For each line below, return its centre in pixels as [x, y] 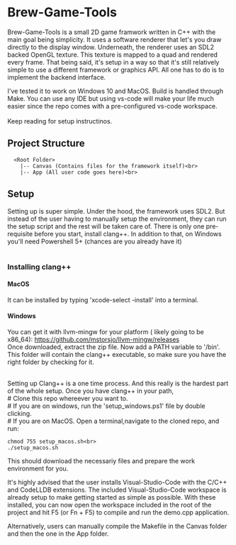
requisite [20, 233]
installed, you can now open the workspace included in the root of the [109, 505]
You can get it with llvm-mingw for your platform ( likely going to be [106, 331]
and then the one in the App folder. [58, 534]
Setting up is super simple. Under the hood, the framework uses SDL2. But [116, 211]
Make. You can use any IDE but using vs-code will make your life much [111, 98]
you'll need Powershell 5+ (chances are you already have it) [95, 241]
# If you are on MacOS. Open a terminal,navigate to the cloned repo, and [113, 421]
